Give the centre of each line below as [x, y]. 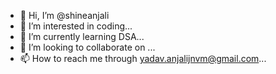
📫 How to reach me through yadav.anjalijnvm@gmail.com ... [143, 58]
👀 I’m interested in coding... [76, 26]
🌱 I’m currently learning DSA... [82, 36]
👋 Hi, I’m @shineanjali [64, 15]
